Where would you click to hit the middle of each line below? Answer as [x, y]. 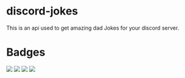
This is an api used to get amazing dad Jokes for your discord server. [93, 28]
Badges [26, 52]
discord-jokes [42, 11]
